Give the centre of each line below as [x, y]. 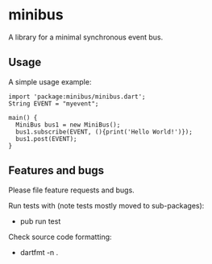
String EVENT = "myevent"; [54, 103]
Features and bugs [56, 171]
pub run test [40, 221]
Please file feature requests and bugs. [71, 190]
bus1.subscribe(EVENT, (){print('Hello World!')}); [104, 132]
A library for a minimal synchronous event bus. [86, 37]
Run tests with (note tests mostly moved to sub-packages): [106, 205]
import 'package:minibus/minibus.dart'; [77, 97]
